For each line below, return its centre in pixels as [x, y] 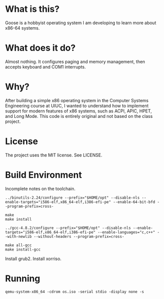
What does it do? [40, 48]
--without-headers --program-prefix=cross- [79, 236]
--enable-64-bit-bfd [134, 202]
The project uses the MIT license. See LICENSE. [54, 155]
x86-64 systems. [23, 28]
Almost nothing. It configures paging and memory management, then [75, 61]
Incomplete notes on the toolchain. [40, 188]
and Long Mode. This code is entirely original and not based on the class [79, 116]
